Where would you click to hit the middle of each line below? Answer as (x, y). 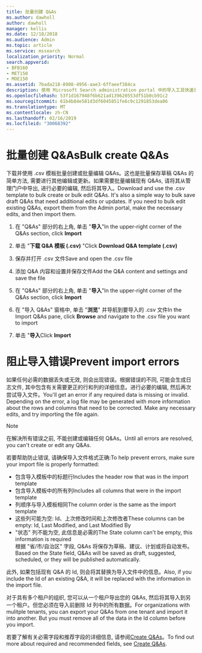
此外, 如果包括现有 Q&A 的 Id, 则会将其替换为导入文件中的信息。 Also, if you (99, 572)
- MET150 (17, 73)
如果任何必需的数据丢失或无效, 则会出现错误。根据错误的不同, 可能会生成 (96, 379)
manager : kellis (26, 29)
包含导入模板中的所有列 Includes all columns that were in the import (98, 491)
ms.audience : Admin (31, 40)
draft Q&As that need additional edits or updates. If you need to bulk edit (96, 202)
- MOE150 (17, 79)
